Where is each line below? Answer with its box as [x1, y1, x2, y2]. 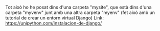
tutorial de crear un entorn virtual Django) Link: [5, 15, 104, 20]
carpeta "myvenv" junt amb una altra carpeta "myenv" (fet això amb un [5, 9, 155, 15]
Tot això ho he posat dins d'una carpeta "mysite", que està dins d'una [5, 4, 152, 10]
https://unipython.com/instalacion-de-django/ [5, 20, 102, 26]
